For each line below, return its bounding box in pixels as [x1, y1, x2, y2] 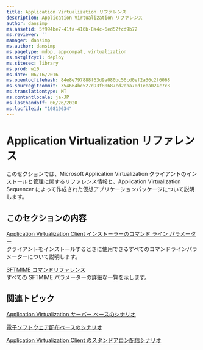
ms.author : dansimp [6, 43, 56, 49]
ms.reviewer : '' [6, 32, 48, 38]
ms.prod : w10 [6, 65, 40, 72]
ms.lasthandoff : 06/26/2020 [6, 100, 78, 106]
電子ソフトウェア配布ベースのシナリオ [6, 324, 102, 331]
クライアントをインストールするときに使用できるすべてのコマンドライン [6, 246, 187, 253]
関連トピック [6, 293, 55, 304]
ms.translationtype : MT [6, 89, 67, 95]
